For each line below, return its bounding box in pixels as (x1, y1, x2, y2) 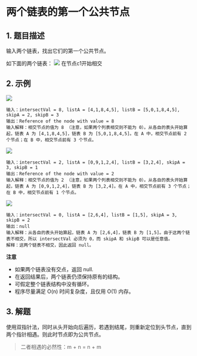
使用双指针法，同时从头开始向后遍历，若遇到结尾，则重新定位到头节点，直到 (6, 323, 192, 330)
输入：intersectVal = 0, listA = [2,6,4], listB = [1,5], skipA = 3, (6, 212, 178, 218)
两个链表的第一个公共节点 (6, 5, 131, 19)
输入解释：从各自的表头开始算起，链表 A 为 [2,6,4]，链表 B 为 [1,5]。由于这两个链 (6, 229, 190, 235)
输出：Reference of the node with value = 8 (6, 118, 115, 124)
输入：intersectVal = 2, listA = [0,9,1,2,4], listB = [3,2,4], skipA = (6, 159, 185, 165)
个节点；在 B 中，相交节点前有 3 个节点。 (6, 137, 97, 143)
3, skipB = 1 (6, 164, 38, 171)
